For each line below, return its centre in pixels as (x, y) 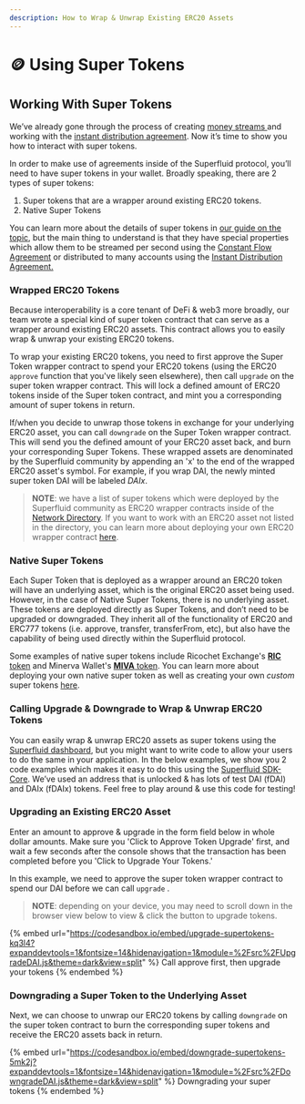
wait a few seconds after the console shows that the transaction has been (148, 851)
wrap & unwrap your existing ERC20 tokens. (92, 339)
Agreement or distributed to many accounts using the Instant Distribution (146, 257)
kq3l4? (22, 943)
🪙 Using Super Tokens (97, 64)
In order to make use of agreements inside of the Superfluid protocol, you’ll (150, 163)
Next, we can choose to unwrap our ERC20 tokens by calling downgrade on (149, 1016)
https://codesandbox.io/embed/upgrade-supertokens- (172, 933)
